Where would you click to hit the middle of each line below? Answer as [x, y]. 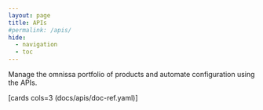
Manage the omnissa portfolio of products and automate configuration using [131, 74]
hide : [17, 37]
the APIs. [23, 82]
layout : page [29, 15]
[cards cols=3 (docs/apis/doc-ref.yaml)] [73, 98]
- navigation [37, 45]
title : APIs [27, 23]
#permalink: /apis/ [40, 30]
